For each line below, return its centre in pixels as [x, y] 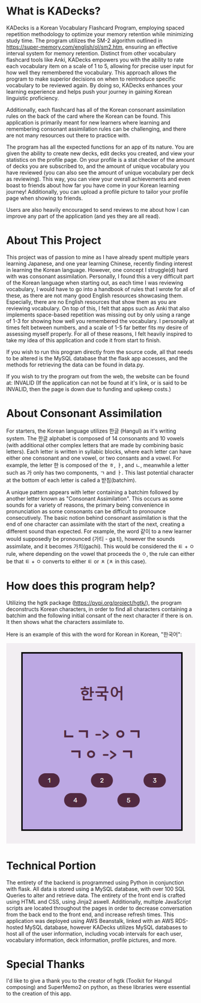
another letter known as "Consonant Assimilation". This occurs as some [95, 498]
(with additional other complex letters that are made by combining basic [95, 445]
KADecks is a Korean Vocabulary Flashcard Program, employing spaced [95, 28]
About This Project [54, 240]
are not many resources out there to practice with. [68, 135]
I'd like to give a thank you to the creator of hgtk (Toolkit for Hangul [89, 981]
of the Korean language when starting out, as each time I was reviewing [95, 282]
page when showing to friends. [44, 198]
